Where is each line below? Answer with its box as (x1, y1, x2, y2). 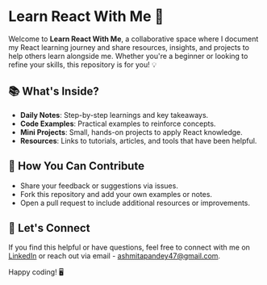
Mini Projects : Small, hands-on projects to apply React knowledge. (19, 127, 244, 136)
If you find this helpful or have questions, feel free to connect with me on (8, 242, 250, 253)
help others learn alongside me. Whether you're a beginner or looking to (8, 51, 248, 61)
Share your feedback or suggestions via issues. (19, 181, 179, 191)
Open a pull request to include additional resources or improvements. (19, 198, 251, 207)
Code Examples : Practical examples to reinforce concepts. (19, 119, 216, 128)
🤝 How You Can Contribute (8, 159, 145, 173)
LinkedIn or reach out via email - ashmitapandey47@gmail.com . (8, 251, 220, 261)
